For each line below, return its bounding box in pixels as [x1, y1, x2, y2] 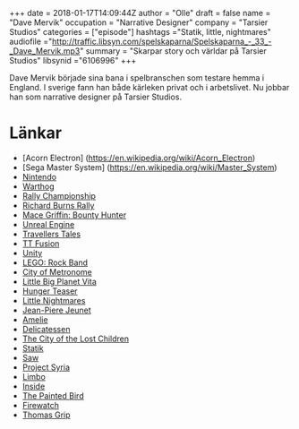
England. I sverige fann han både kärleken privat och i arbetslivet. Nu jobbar [9, 82, 290, 92]
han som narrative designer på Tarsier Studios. [9, 91, 182, 102]
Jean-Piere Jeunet [21, 305, 91, 315]
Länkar [9, 123, 63, 143]
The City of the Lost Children [21, 333, 130, 344]
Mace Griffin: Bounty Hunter [21, 210, 127, 220]
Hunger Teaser [21, 286, 78, 296]
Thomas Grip [21, 409, 71, 420]
